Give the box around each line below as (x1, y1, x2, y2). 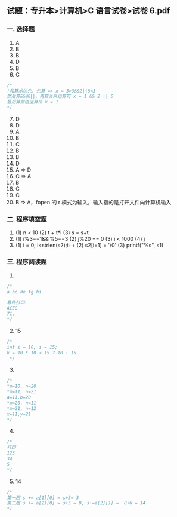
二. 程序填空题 (7, 215, 47, 223)
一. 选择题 (7, 25, 35, 33)
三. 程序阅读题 (7, 258, 47, 266)
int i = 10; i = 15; (7, 344, 58, 350)
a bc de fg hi (7, 289, 42, 295)
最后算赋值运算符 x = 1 (7, 99, 59, 105)
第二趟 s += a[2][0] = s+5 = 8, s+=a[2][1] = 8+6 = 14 (7, 500, 146, 506)
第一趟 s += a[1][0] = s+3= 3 (7, 495, 79, 501)
